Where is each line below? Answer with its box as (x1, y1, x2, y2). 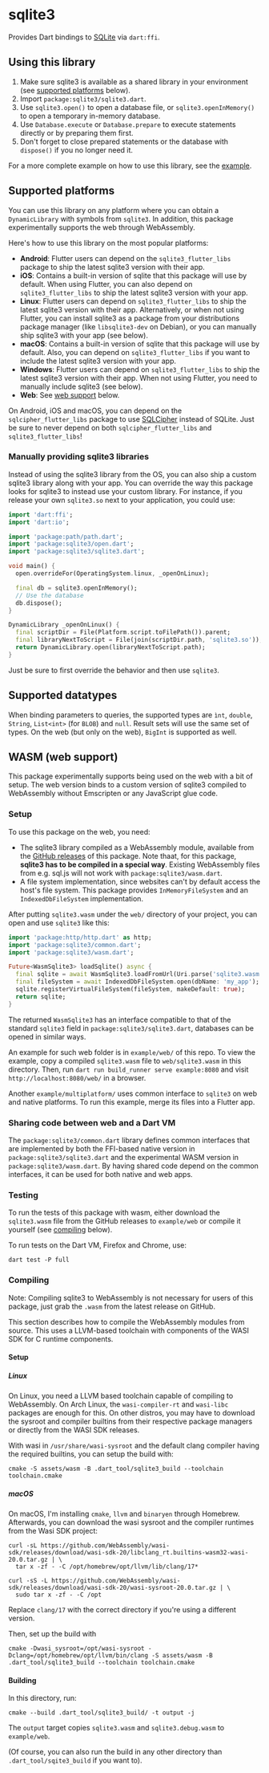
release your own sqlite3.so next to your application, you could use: (8, 495, 235, 505)
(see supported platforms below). (19, 85, 130, 95)
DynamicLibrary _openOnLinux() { (8, 621, 120, 629)
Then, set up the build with (8, 1629, 97, 1639)
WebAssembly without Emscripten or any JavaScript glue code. (8, 789, 219, 799)
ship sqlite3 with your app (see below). (19, 330, 148, 340)
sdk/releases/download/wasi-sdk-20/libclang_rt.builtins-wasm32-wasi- (8, 1549, 249, 1557)
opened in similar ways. (8, 1032, 86, 1041)
